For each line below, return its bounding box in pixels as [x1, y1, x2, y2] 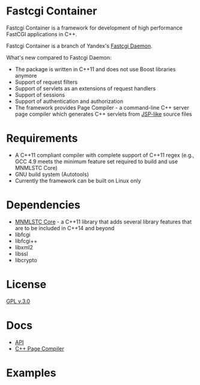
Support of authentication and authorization [14, 98, 124, 105]
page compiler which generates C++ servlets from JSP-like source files [14, 110, 192, 117]
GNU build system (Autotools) [14, 171, 89, 178]
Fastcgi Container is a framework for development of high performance [6, 24, 183, 31]
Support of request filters [14, 78, 78, 86]
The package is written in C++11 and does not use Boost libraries [14, 65, 176, 73]
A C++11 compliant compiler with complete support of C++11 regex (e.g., [14, 151, 195, 158]
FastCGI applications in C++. [6, 30, 77, 37]
